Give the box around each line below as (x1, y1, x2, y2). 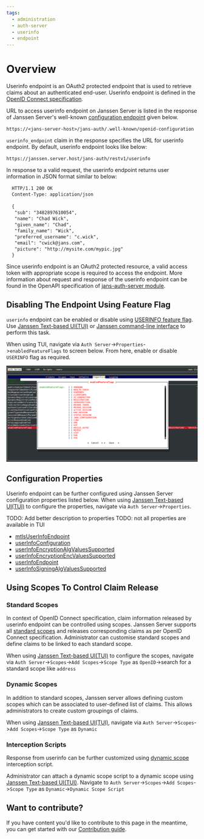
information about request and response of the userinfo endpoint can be (6, 276, 188, 283)
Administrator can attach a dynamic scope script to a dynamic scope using (6, 772, 194, 779)
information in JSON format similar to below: (6, 173, 117, 180)
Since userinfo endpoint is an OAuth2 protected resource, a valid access (6, 263, 188, 270)
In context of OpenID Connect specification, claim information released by (6, 614, 192, 622)
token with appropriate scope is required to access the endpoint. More (6, 269, 183, 276)
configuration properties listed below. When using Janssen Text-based (6, 496, 184, 504)
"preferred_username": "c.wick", (14, 234, 99, 240)
